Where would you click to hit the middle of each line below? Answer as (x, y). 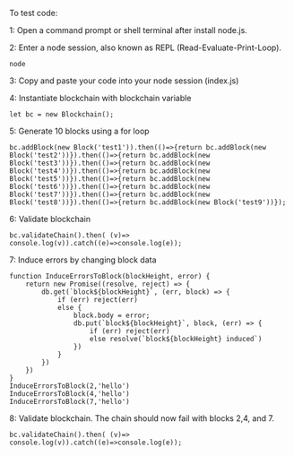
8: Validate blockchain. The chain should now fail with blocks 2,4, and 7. (142, 418)
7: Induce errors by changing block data (83, 260)
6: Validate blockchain (50, 219)
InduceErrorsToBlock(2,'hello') (69, 386)
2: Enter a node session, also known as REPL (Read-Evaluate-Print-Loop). (146, 47)
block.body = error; (112, 315)
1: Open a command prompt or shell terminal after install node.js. (129, 30)
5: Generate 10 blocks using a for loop (79, 131)
